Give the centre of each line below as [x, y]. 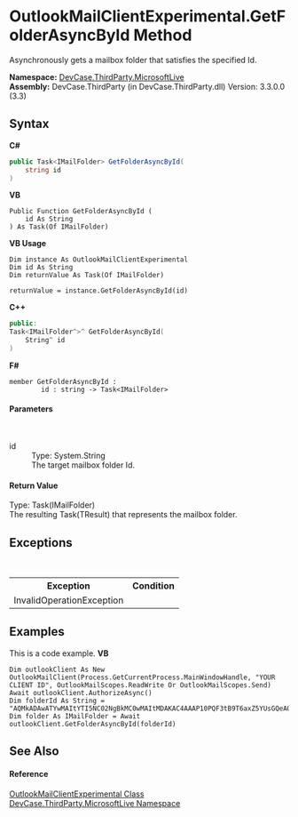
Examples [37, 632]
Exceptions [41, 543]
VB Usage [28, 244]
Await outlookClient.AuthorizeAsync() [81, 693]
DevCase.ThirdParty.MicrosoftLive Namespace [95, 803]
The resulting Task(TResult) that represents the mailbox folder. [123, 515]
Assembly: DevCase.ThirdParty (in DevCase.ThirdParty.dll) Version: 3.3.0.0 [147, 86]
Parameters [31, 409]
